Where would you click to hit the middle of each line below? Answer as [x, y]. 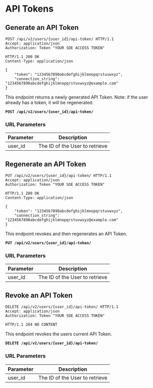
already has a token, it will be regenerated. [49, 102]
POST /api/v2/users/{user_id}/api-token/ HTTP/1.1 [60, 39]
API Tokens [30, 9]
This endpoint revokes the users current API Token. [59, 334]
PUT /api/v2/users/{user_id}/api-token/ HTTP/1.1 [59, 176]
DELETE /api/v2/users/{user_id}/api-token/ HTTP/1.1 [62, 307]
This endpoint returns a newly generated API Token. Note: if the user [76, 97]
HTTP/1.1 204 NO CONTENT [31, 325]
